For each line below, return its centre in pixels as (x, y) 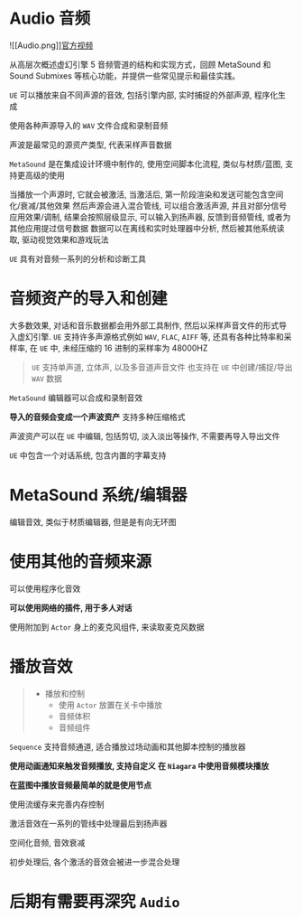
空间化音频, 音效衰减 (47, 842)
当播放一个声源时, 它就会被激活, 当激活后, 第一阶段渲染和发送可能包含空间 (146, 194)
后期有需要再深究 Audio (95, 901)
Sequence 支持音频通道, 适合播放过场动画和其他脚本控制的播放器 (128, 746)
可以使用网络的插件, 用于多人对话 (71, 607)
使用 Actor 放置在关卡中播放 (110, 705)
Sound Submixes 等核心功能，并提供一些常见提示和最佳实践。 (125, 75)
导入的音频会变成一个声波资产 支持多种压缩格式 (97, 417)
